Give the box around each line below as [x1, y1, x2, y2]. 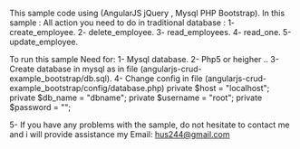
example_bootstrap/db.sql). [9, 73, 112, 84]
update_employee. [9, 36, 79, 47]
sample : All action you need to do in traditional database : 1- [9, 17, 236, 28]
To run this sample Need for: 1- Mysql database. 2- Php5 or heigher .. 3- [9, 54, 279, 64]
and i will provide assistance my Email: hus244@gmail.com [9, 129, 230, 139]
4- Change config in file [113, 73, 203, 84]
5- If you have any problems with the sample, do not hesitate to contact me [9, 119, 290, 130]
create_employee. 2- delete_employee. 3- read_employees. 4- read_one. [9, 27, 281, 37]
